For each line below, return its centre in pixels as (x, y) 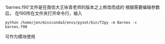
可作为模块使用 (20, 36)
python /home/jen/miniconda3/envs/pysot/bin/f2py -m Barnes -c (71, 22)
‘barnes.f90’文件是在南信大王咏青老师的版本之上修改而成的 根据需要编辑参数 (82, 7)
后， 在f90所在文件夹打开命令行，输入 (44, 13)
